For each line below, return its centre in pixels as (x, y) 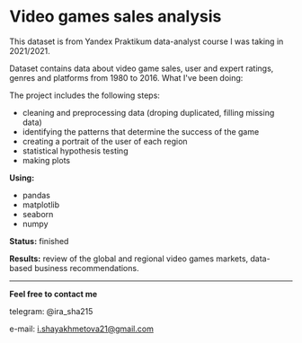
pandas (36, 195)
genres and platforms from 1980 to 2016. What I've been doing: (126, 77)
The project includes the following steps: (84, 95)
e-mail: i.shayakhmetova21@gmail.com (82, 329)
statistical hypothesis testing (75, 151)
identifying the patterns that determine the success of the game (141, 131)
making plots (46, 160)
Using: (22, 178)
